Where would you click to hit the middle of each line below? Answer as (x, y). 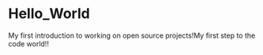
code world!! (29, 43)
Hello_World (49, 14)
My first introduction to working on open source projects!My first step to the (132, 35)
